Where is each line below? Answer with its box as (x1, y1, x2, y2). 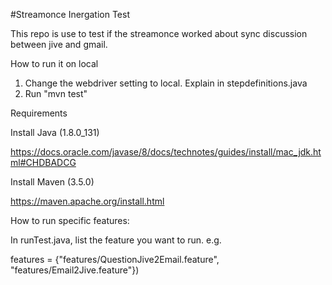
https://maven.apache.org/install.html (10, 195, 165, 207)
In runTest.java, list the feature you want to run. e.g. (10, 234, 222, 246)
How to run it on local (10, 58, 99, 69)
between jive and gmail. (10, 39, 108, 50)
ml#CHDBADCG (10, 157, 77, 168)
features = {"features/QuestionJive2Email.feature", (10, 254, 220, 265)
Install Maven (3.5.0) (10, 176, 95, 188)
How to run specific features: (10, 215, 130, 226)
